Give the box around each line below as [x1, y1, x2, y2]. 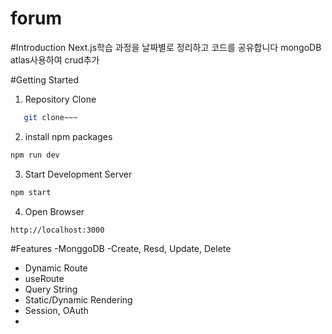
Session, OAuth [24, 304, 89, 316]
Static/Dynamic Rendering [24, 293, 133, 306]
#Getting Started [10, 73, 79, 86]
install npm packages [24, 130, 113, 142]
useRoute [24, 272, 65, 284]
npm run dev [10, 150, 60, 160]
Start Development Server [24, 168, 133, 180]
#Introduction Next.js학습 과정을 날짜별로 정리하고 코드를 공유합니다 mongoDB [10, 41, 322, 53]
